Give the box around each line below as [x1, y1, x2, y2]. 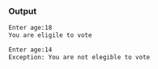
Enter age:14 [8, 46, 53, 54]
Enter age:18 [8, 24, 53, 32]
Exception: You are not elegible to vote [8, 53, 151, 61]
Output [8, 6, 37, 17]
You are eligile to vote [8, 31, 92, 39]
